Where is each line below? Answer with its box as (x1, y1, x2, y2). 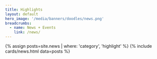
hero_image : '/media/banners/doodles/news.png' (5, 16, 105, 21)
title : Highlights (5, 7, 43, 12)
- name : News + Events (9, 25, 56, 30)
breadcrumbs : (5, 20, 32, 26)
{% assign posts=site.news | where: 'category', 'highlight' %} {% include (5, 43, 152, 49)
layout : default (5, 12, 38, 17)
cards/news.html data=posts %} (5, 48, 70, 54)
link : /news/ (14, 30, 41, 35)
